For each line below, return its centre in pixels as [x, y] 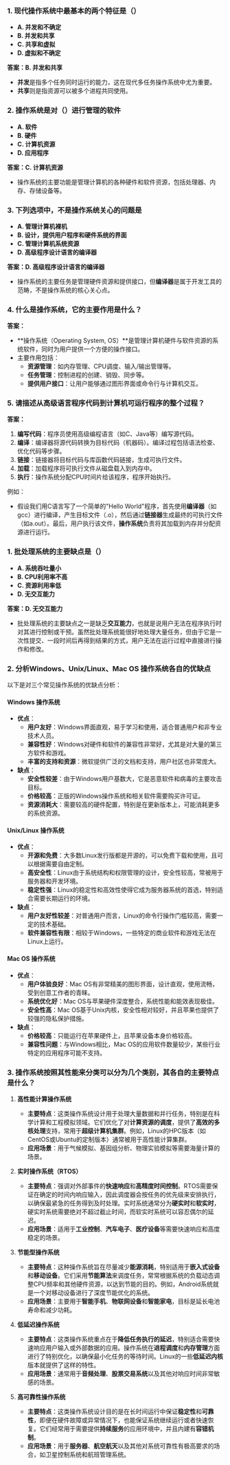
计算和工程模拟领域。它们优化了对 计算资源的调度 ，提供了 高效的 [124, 1122]
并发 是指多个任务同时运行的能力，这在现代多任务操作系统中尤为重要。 [116, 82]
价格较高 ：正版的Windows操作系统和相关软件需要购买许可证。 [116, 796]
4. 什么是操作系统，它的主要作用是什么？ [74, 309]
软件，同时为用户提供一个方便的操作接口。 [83, 349]
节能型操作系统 [38, 1252]
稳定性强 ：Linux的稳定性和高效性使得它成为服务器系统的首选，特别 [122, 890]
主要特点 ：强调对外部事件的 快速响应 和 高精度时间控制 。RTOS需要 [119, 1185]
